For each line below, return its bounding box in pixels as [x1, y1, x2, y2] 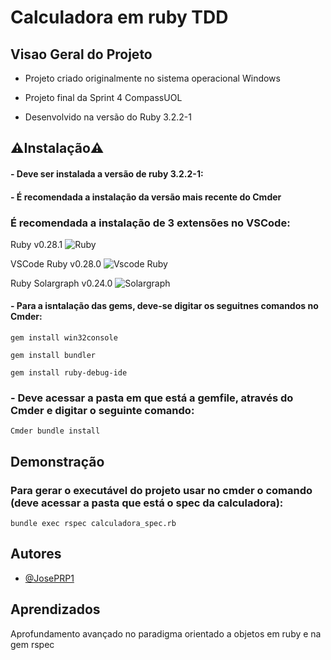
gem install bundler [10, 351, 97, 361]
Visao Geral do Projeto [10, 46, 153, 63]
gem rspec [10, 638, 55, 650]
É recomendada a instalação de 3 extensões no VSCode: [10, 216, 291, 230]
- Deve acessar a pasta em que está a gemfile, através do [10, 391, 294, 405]
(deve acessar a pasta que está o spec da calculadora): [10, 496, 284, 510]
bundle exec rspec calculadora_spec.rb [10, 519, 177, 529]
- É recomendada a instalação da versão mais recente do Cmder [10, 191, 282, 203]
